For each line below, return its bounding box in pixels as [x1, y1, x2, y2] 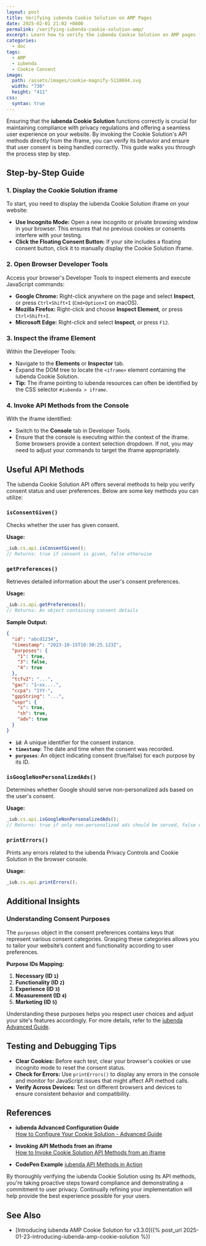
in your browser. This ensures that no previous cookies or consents [15, 225, 186, 232]
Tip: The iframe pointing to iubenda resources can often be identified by [15, 379, 198, 386]
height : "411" [12, 89, 48, 95]
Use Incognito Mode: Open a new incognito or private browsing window [15, 219, 199, 226]
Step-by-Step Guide [6, 168, 85, 178]
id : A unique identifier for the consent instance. [15, 739, 135, 746]
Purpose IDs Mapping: [6, 960, 64, 968]
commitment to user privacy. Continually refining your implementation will [6, 1186, 193, 1193]
